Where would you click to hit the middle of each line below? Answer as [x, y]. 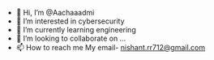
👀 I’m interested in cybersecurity [70, 21]
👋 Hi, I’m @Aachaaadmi [55, 13]
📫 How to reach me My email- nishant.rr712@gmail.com [110, 47]
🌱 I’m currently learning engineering [76, 30]
